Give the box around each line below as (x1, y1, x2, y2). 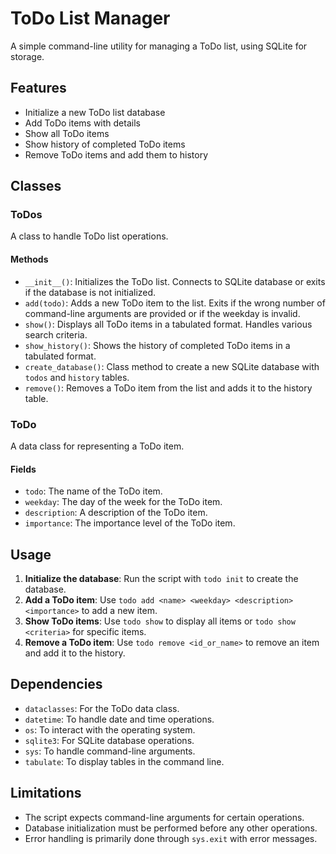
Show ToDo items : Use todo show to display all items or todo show (24, 615, 296, 627)
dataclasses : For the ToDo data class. (24, 702, 180, 714)
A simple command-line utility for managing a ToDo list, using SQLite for (10, 40, 308, 52)
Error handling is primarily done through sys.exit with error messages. (24, 832, 318, 844)
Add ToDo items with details (24, 117, 141, 129)
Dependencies (10, 676, 103, 693)
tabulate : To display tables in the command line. (24, 755, 225, 767)
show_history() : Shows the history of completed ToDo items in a (24, 339, 291, 351)
